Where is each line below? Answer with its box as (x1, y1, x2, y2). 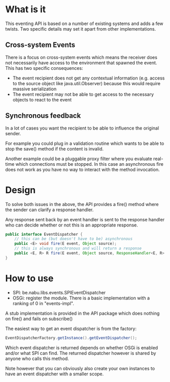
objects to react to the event (12, 96, 72, 103)
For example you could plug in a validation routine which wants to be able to (5, 140, 164, 146)
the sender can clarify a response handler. (5, 207, 94, 213)
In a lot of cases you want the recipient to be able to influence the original (5, 125, 159, 131)
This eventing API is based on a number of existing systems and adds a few (5, 20, 163, 27)
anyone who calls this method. (5, 355, 70, 362)
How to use (5, 272, 54, 284)
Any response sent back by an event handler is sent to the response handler (5, 216, 165, 222)
